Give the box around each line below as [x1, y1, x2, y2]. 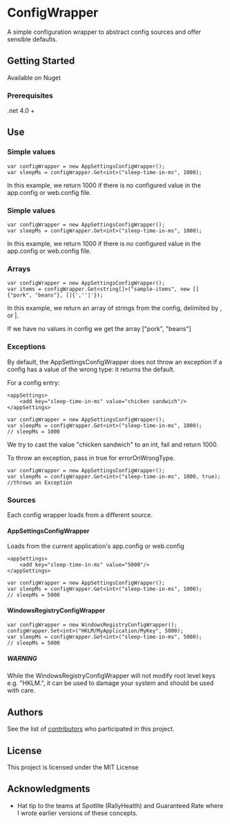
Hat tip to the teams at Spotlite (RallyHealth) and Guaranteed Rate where [17, 801, 224, 809]
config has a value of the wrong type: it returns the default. [7, 365, 175, 373]
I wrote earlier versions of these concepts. [17, 809, 138, 817]
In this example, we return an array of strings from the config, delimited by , [7, 304, 222, 312]
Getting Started [7, 55, 75, 67]
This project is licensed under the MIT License [7, 762, 140, 771]
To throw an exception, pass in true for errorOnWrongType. [7, 453, 175, 462]
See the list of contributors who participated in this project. [7, 724, 175, 733]
